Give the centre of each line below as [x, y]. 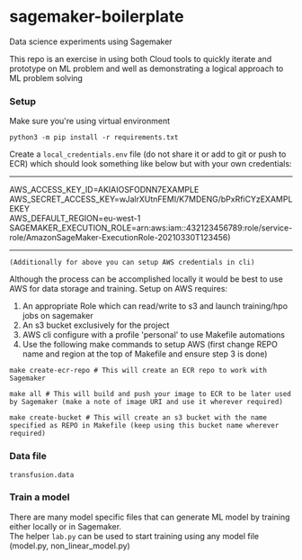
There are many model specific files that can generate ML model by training [150, 517]
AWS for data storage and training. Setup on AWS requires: [118, 289]
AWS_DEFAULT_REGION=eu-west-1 [75, 219]
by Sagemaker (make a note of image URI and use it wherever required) [146, 402]
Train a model [40, 497]
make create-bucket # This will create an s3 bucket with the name [138, 418]
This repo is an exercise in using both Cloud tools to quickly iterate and [141, 59]
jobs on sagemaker [58, 316]
